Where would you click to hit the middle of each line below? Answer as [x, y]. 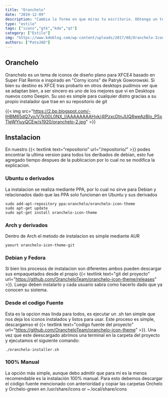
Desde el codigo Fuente [34, 303]
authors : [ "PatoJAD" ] [28, 43]
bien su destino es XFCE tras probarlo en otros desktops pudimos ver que [81, 85]
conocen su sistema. [26, 290]
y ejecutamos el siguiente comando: [42, 340]
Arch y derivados [26, 225]
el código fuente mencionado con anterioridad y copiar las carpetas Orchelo [84, 383]
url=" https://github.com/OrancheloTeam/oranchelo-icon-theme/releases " [81, 279]
